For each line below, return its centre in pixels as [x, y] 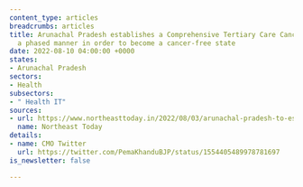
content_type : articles [54, 18]
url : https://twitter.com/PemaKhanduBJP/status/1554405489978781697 [149, 152]
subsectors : [32, 93]
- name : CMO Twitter [48, 144]
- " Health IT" [38, 102]
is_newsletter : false [50, 160]
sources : [26, 110]
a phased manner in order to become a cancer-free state [127, 43]
